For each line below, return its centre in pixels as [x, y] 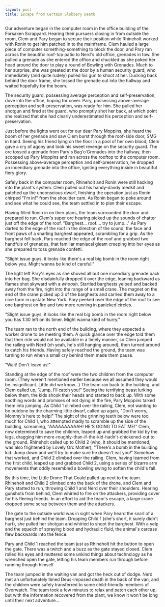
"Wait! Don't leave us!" [28, 365]
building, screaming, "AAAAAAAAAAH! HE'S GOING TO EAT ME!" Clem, [78, 426]
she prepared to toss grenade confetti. [44, 249]
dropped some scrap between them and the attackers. [60, 504]
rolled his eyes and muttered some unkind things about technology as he [79, 554]
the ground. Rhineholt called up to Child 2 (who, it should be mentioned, [78, 442]
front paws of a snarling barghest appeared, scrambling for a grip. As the [79, 233]
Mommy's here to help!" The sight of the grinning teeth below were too [77, 416]
